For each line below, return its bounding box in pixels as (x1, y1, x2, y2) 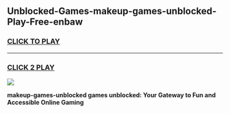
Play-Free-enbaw (7, 16, 84, 28)
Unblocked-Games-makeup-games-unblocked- (7, 5, 217, 17)
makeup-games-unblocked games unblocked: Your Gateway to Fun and (7, 90, 216, 99)
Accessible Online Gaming (7, 98, 84, 106)
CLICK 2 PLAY (7, 62, 55, 72)
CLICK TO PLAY (7, 37, 60, 47)
